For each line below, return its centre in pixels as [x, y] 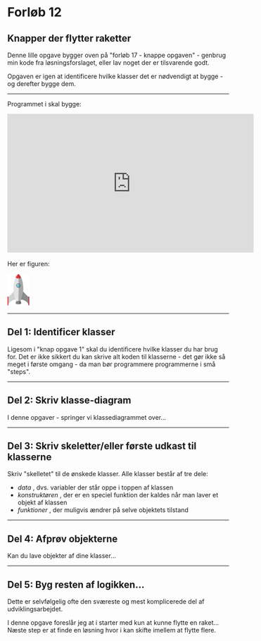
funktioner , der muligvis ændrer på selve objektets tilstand [103, 510]
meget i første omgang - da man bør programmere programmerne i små [112, 364]
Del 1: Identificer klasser [61, 332]
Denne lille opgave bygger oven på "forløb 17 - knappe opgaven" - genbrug [117, 55]
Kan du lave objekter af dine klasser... [62, 556]
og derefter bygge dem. [42, 84]
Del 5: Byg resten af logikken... [76, 584]
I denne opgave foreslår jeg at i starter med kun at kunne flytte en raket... [113, 623]
